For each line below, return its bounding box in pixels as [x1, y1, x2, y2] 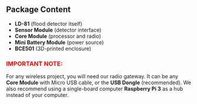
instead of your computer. [6, 92, 69, 99]
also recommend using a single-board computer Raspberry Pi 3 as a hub [6, 85, 183, 92]
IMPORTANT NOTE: [6, 60, 63, 68]
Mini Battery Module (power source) [14, 39, 104, 46]
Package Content [6, 5, 71, 15]
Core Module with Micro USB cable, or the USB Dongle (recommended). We [6, 79, 192, 86]
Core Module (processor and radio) [14, 32, 101, 40]
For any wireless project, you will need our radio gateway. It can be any [6, 73, 178, 80]
